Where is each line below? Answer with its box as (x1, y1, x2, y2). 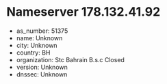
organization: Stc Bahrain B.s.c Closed (16, 55, 125, 64)
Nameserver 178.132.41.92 (6, 4, 161, 20)
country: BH (16, 48, 51, 57)
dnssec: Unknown (16, 70, 68, 79)
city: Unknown (16, 41, 57, 49)
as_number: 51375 (16, 27, 68, 35)
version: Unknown (16, 63, 68, 71)
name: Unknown (16, 33, 63, 42)
